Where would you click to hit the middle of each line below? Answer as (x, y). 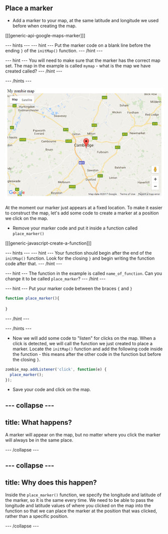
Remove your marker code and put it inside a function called (75, 228)
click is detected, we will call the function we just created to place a (82, 343)
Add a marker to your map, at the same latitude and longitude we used (86, 20)
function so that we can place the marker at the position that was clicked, (81, 511)
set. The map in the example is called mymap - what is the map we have (78, 65)
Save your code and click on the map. (52, 390)
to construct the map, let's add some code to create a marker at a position (82, 213)
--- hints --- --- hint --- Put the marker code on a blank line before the (78, 45)
